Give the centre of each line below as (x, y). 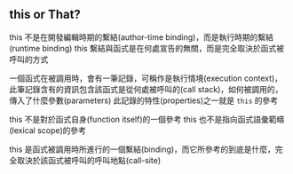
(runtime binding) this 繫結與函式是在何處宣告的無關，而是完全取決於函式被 (146, 48)
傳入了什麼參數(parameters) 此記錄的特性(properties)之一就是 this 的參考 (144, 100)
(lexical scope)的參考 (48, 130)
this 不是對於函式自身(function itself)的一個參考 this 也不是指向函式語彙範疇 (147, 119)
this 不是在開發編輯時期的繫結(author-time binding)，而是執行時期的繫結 (141, 37)
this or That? (45, 15)
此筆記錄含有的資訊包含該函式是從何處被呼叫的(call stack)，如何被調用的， (146, 89)
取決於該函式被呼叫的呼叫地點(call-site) (89, 160)
